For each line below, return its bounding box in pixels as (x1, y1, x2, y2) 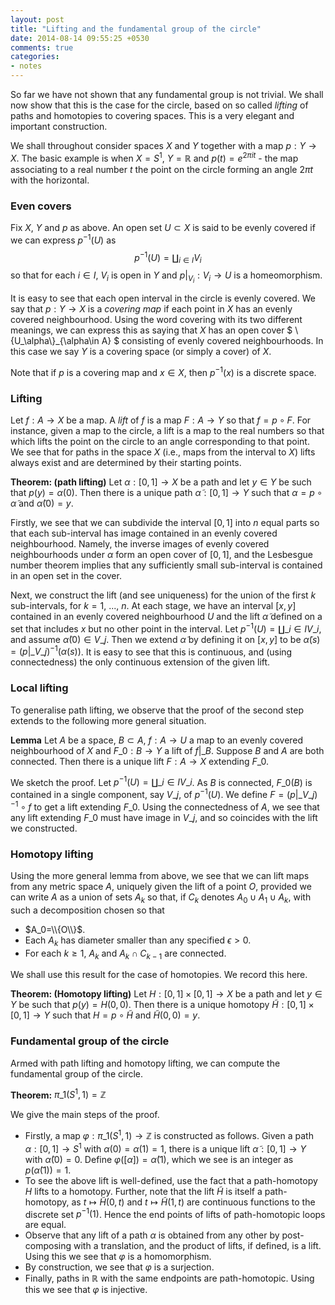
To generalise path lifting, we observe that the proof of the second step (10, 704, 304, 716)
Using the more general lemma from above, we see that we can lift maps (10, 870, 310, 882)
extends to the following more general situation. (10, 714, 207, 726)
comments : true (10, 42, 74, 53)
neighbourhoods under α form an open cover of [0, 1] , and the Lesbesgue (10, 549, 313, 561)
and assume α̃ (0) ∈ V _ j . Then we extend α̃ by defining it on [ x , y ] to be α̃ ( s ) (10, 633, 321, 645)
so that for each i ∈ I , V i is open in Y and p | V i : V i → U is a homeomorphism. (10, 269, 323, 285)
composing (24, 1240, 72, 1252)
